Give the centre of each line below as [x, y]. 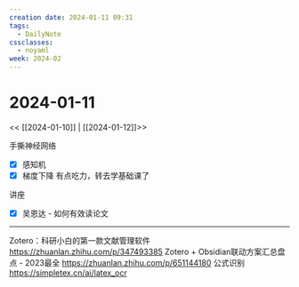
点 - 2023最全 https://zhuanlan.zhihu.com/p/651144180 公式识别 [127, 263]
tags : [19, 26]
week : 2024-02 [36, 59]
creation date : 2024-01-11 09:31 [71, 17]
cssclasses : [31, 42]
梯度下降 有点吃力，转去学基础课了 [85, 175]
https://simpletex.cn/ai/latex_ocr [68, 273]
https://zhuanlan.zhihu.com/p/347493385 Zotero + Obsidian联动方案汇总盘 [148, 252]
